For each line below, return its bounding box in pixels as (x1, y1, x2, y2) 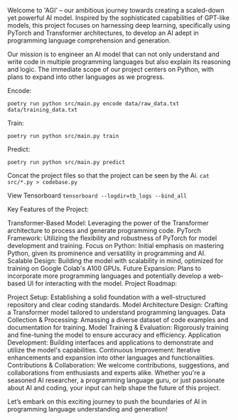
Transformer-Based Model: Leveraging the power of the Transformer (7, 219, 210, 227)
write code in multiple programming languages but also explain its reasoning (7, 58, 231, 66)
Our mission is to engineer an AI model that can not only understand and (7, 50, 220, 58)
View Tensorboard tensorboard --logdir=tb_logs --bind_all (7, 191, 187, 200)
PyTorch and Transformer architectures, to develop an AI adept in (7, 28, 199, 37)
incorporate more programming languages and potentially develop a (7, 271, 207, 280)
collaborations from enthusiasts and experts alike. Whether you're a (7, 369, 206, 377)
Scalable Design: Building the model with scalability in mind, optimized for (7, 257, 224, 265)
